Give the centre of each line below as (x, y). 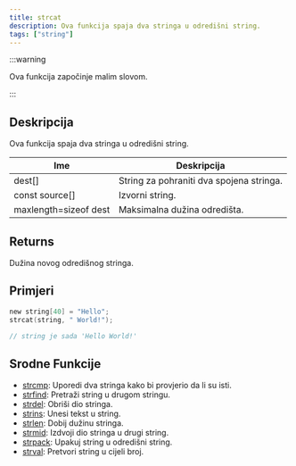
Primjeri (32, 291)
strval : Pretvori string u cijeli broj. (83, 452)
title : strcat (36, 17)
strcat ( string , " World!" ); (62, 320)
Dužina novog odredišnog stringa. (71, 263)
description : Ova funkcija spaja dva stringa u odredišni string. (135, 26)
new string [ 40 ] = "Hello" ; (59, 312)
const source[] (45, 196)
